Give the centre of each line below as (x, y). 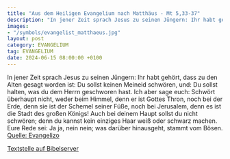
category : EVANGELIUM (38, 45)
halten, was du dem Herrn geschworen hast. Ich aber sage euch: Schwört (111, 91)
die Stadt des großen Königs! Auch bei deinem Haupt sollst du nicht (103, 113)
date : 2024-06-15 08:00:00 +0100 (55, 58)
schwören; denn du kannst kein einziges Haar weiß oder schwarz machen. (112, 121)
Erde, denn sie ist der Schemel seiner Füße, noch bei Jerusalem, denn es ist (114, 106)
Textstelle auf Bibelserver (43, 148)
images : (18, 26)
